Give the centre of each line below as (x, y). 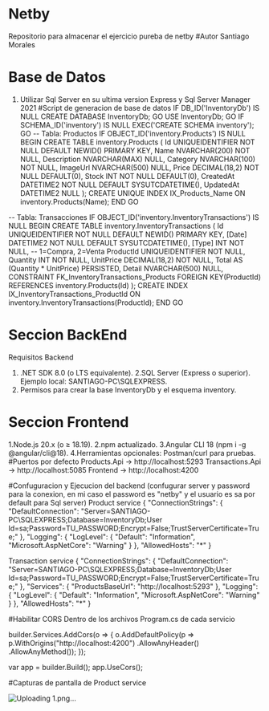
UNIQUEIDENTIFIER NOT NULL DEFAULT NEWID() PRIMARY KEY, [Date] (128, 234)
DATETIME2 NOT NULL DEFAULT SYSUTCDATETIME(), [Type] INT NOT (126, 242)
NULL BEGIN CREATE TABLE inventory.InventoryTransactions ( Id (116, 225)
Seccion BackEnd (68, 335)
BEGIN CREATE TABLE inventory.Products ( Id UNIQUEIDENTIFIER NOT (137, 142)
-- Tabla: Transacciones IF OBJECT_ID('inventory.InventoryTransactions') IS (134, 217)
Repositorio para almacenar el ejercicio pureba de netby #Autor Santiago (129, 36)
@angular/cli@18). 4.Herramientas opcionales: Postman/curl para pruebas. (132, 453)
